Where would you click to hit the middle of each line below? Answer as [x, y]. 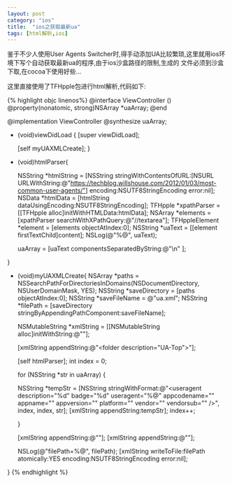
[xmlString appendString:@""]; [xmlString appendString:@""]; [106, 437]
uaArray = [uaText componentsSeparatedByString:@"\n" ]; [102, 248]
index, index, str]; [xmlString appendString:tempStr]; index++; [106, 411]
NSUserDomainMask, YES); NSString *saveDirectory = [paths [106, 290]
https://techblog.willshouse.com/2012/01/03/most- [143, 183]
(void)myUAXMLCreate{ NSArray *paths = [78, 276]
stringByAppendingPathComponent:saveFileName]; [92, 313]
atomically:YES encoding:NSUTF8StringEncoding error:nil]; [103, 458]
